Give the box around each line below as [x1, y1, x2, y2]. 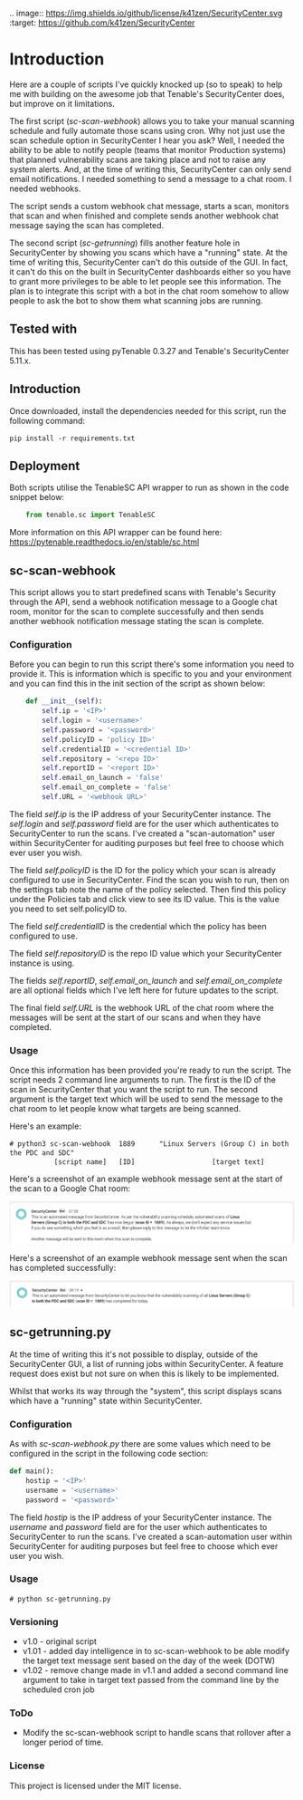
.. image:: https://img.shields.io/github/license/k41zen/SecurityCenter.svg [9, 8, 283, 18]
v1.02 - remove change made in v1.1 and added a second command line [22, 1665, 289, 1676]
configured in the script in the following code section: [9, 1449, 209, 1459]
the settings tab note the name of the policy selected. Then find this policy [9, 883, 287, 895]
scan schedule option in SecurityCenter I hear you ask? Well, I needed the [9, 135, 285, 146]
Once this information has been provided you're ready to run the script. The [9, 1064, 291, 1076]
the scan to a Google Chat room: [9, 1183, 131, 1194]
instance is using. [9, 958, 75, 968]
